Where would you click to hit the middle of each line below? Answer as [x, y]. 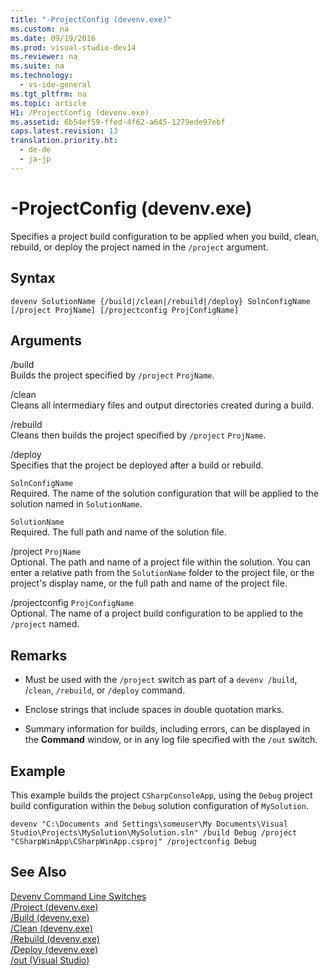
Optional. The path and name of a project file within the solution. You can [161, 562]
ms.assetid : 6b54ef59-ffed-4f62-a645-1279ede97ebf [118, 122]
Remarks [39, 655]
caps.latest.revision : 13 [64, 131]
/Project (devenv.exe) [54, 907]
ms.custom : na [40, 29]
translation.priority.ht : [64, 141]
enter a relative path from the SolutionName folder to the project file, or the [162, 573]
